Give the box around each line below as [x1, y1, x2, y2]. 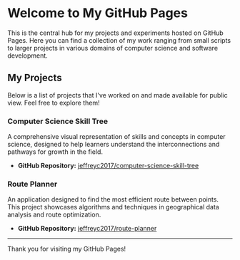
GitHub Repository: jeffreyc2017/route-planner [17, 224, 157, 233]
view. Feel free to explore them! [7, 98, 100, 107]
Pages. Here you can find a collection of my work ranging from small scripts [7, 36, 231, 44]
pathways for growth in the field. [7, 147, 104, 156]
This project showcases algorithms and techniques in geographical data [7, 203, 219, 212]
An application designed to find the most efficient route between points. [7, 195, 219, 204]
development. [7, 51, 48, 60]
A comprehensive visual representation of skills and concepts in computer [7, 132, 226, 141]
